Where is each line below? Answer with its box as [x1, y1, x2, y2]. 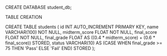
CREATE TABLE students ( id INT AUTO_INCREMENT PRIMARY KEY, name [5, 24, 159, 30]
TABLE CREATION [5, 14, 43, 20]
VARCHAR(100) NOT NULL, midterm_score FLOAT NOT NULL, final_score [5, 29, 157, 35]
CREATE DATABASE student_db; [5, 5, 72, 10]
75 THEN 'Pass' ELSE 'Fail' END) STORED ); [5, 45, 96, 51]
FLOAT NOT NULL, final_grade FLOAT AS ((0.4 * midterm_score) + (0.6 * [5, 35, 155, 40]
